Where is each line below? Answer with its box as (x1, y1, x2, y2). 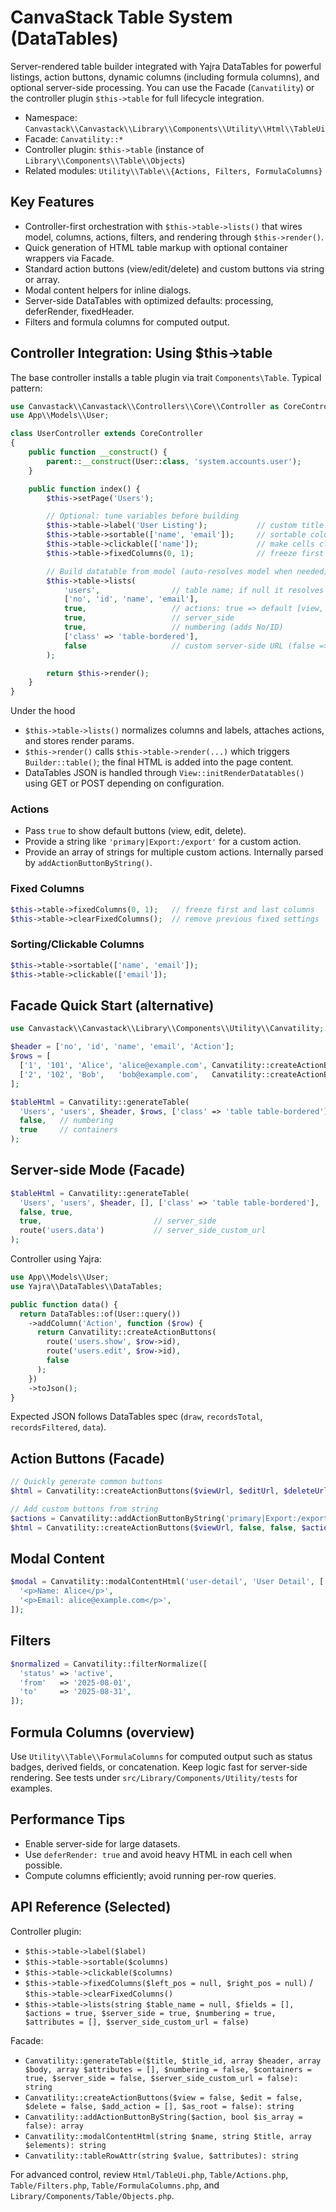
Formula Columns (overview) (10, 1724, 195, 1741)
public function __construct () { (28, 447, 168, 458)
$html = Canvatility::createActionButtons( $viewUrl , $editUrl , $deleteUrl (10, 1486, 329, 1496)
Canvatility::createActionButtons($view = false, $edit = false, (24, 2092, 303, 2103)
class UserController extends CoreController (10, 429, 203, 439)
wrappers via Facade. (24, 252, 115, 264)
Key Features (10, 194, 95, 211)
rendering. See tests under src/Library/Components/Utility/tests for (10, 1771, 298, 1783)
